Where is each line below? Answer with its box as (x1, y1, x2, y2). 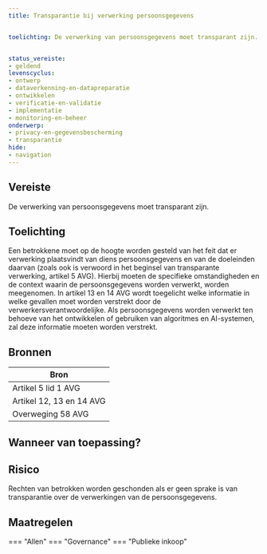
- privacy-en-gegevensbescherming (8, 129, 124, 137)
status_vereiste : (8, 54, 66, 62)
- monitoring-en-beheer (8, 113, 88, 122)
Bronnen (8, 345, 52, 359)
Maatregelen (8, 516, 73, 529)
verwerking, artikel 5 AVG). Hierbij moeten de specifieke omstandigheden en (8, 271, 260, 281)
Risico (8, 462, 40, 476)
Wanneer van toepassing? (8, 436, 141, 449)
